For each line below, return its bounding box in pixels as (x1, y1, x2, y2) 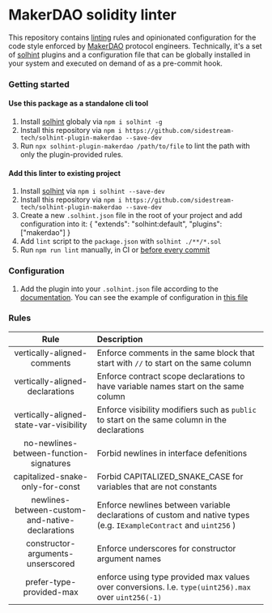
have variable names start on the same (96, 380, 244, 392)
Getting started (8, 79, 70, 90)
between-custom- (15, 504, 87, 516)
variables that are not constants (96, 481, 217, 492)
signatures (31, 457, 71, 469)
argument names (96, 553, 162, 564)
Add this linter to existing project (8, 168, 121, 178)
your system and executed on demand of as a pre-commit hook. (8, 58, 223, 68)
